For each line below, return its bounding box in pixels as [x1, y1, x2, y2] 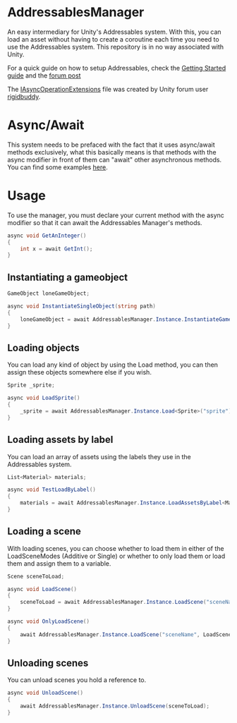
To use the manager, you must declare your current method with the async [7, 211, 224, 219]
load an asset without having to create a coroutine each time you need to [7, 35, 220, 43]
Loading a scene [7, 525, 81, 537]
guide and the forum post [7, 71, 81, 80]
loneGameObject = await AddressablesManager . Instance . [20, 315, 185, 323]
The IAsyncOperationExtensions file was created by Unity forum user [7, 85, 209, 93]
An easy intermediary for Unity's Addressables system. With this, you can [7, 28, 221, 36]
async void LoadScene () [7, 585, 78, 593]
